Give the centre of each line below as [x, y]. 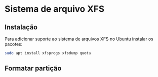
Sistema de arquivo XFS [55, 9]
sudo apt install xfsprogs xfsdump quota [48, 53]
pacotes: [14, 44]
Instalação [21, 27]
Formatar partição [33, 68]
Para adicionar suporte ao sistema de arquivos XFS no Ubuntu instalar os [79, 39]
